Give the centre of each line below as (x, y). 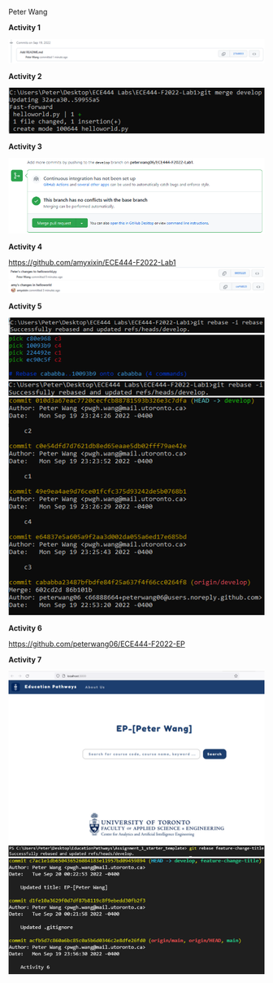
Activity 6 (25, 628)
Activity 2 (25, 76)
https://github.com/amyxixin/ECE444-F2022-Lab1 (92, 263)
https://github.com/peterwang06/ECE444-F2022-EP (97, 644)
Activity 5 (25, 306)
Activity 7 (25, 660)
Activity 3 (25, 146)
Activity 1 (24, 27)
